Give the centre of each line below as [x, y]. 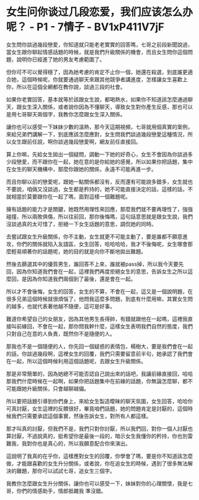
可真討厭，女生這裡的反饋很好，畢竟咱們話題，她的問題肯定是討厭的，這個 [97, 408]
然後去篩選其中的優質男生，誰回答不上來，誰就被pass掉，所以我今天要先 [95, 264]
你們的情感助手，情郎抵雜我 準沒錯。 [61, 491]
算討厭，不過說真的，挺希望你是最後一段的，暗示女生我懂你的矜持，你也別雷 [99, 436]
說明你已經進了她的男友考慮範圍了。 [60, 59]
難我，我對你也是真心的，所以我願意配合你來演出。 [68, 443]
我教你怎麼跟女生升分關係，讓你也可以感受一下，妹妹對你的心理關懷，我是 [97, 483]
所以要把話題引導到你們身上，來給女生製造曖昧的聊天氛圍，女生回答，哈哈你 [99, 401]
